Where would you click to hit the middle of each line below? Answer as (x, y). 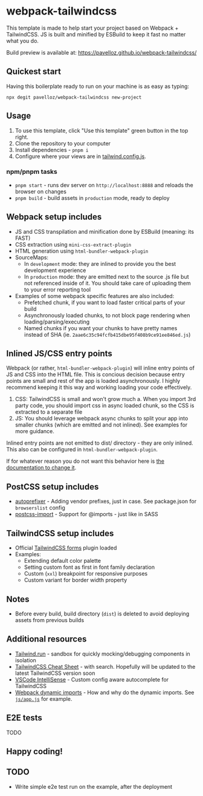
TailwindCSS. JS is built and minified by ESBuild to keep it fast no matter (96, 34)
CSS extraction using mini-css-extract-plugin (73, 244)
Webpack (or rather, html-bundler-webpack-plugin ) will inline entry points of (101, 368)
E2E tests (24, 718)
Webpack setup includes (54, 217)
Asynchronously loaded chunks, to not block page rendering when (107, 315)
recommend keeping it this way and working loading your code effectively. (99, 387)
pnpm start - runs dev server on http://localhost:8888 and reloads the (104, 185)
